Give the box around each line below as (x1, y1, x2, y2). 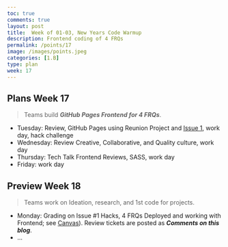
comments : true (7, 16, 51, 23)
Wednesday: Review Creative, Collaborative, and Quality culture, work (16, 138, 214, 147)
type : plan (7, 61, 38, 68)
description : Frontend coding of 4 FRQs (7, 36, 124, 42)
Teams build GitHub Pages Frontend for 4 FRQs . (23, 111, 162, 119)
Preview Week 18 (7, 180, 81, 192)
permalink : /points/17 (7, 42, 72, 49)
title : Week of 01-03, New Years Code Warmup (7, 29, 142, 36)
